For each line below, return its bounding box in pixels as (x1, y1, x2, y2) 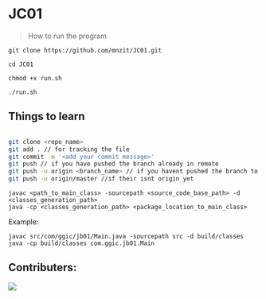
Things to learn (8, 110, 85, 123)
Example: (8, 217, 39, 227)
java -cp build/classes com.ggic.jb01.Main (8, 239, 155, 247)
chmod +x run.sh (8, 74, 62, 82)
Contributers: (8, 261, 77, 274)
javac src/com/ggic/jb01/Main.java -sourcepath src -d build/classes (8, 232, 244, 240)
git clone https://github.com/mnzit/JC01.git (8, 46, 162, 54)
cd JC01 (8, 60, 34, 68)
